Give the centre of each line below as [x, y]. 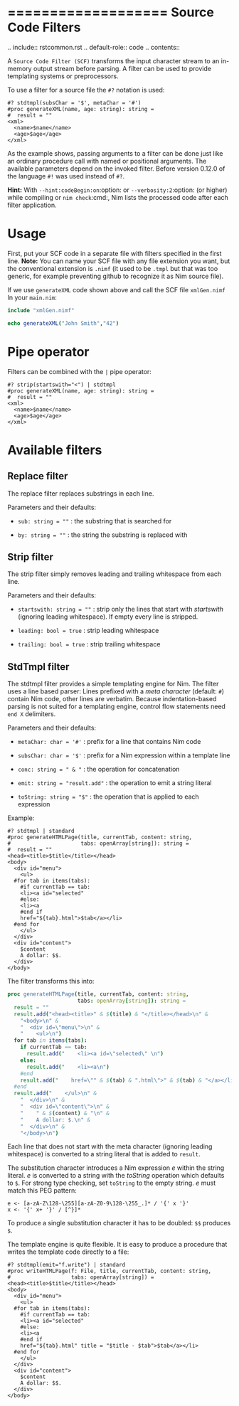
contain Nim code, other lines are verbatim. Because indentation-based [112, 699]
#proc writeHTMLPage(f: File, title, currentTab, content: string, [110, 1271]
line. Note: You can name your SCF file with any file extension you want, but [119, 261]
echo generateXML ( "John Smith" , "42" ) [63, 323]
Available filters [55, 450]
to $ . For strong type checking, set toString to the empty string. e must [111, 1183]
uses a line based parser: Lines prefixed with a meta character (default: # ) [116, 691]
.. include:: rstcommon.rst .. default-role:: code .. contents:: [94, 47]
